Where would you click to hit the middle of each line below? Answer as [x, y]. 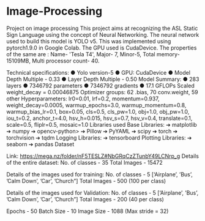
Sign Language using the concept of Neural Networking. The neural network [103, 34]
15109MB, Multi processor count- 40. [53, 61]
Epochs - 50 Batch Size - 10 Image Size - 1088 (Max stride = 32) [88, 211]
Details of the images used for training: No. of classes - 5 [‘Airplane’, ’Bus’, [99, 174]
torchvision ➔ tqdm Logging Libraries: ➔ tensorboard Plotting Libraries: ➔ [99, 137]
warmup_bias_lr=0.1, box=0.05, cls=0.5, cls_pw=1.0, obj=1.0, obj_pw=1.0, [98, 111]
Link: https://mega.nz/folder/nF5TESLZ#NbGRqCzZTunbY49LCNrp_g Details [102, 156]
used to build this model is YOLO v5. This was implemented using [89, 41]
